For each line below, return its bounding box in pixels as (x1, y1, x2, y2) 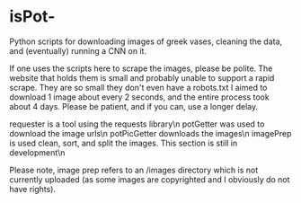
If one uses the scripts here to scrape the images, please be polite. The (9, 63, 273, 74)
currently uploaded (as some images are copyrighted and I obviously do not (9, 173, 290, 185)
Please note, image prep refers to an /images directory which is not (9, 164, 259, 175)
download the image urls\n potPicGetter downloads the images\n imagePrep (9, 128, 292, 138)
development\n (9, 146, 66, 158)
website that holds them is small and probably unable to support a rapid (9, 72, 275, 83)
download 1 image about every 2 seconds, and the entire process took (9, 92, 270, 102)
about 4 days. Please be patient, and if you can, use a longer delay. (9, 101, 259, 111)
